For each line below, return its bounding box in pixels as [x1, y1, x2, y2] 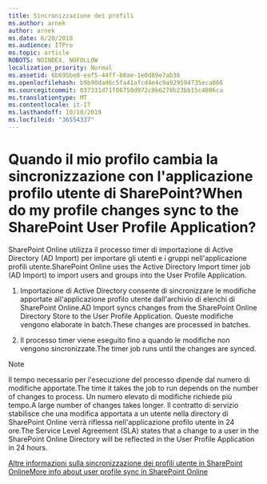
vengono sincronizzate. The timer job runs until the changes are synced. [19, 343, 257, 353]
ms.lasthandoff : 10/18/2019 [8, 109, 102, 117]
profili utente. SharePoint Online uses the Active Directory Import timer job [8, 262, 251, 271]
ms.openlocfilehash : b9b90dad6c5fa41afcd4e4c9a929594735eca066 [8, 78, 224, 86]
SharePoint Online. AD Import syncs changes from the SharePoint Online [19, 302, 257, 312]
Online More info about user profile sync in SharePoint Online [8, 466, 208, 476]
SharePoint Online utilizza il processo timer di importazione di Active [8, 245, 233, 254]
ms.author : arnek [8, 19, 66, 27]
